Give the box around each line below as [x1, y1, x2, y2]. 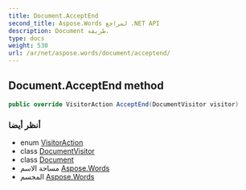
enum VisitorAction [19, 138, 84, 147]
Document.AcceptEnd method [8, 79, 164, 93]
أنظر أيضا [8, 119, 41, 130]
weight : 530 [8, 42, 48, 50]
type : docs [8, 34, 45, 43]
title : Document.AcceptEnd [8, 11, 99, 20]
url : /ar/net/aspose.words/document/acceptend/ [8, 49, 171, 57]
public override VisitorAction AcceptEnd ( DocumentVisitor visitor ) [8, 100, 240, 109]
